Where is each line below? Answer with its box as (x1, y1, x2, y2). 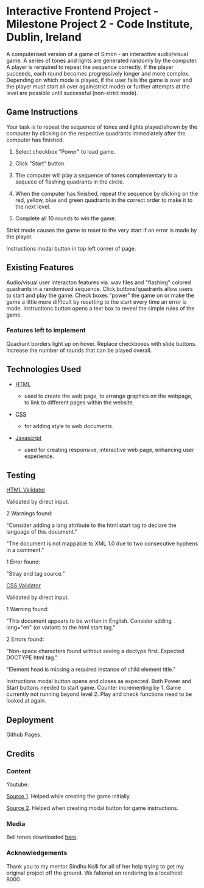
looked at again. (6, 697, 47, 704)
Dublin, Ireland (6, 30, 82, 44)
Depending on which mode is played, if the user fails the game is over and (6, 76, 192, 84)
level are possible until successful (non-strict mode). (6, 89, 138, 96)
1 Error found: (6, 558, 41, 565)
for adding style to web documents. (24, 422, 114, 429)
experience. (24, 453, 55, 460)
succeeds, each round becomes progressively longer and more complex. (6, 70, 190, 77)
